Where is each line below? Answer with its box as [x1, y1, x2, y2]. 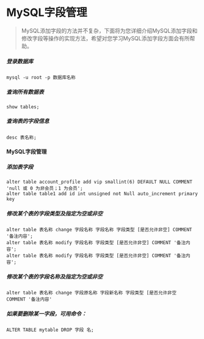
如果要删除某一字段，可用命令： [6, 310, 87, 317]
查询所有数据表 [6, 88, 44, 95]
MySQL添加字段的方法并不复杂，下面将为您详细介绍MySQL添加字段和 [21, 27, 198, 34]
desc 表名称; [6, 134, 37, 141]
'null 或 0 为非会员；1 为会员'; [6, 185, 84, 192]
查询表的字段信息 [6, 117, 49, 125]
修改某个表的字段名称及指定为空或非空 [6, 273, 103, 280]
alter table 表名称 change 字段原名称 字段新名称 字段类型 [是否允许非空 [6, 290, 177, 296]
